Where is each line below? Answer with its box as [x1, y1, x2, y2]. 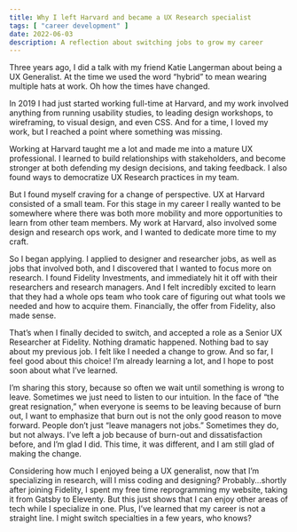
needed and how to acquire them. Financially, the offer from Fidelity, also [9, 301, 277, 312]
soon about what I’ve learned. [9, 365, 118, 376]
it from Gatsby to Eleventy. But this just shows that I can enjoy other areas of [9, 494, 288, 504]
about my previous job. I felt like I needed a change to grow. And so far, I [9, 346, 274, 357]
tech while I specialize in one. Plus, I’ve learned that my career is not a [9, 504, 266, 514]
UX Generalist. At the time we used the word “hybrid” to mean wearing [9, 72, 268, 83]
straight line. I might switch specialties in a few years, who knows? [9, 512, 253, 524]
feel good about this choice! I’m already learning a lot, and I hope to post [9, 356, 274, 367]
